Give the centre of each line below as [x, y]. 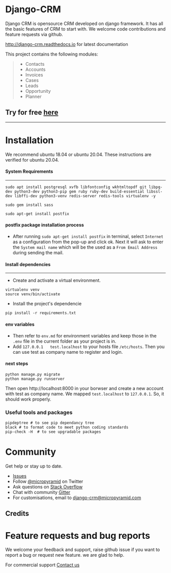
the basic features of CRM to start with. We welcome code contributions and [85, 29]
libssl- [154, 191]
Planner [33, 96]
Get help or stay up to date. [34, 466]
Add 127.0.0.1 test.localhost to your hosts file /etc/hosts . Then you [89, 346]
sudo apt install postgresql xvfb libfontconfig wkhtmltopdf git [76, 187]
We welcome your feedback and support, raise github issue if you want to [83, 550]
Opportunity [38, 91]
